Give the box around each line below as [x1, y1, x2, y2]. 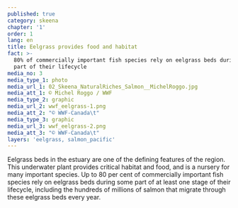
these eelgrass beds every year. [7, 193, 101, 202]
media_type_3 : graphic [7, 116, 74, 123]
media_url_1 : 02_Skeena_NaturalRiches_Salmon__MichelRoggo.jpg [7, 83, 198, 90]
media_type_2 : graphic [7, 97, 74, 104]
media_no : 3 [7, 70, 42, 77]
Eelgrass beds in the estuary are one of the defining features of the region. [7, 155, 225, 164]
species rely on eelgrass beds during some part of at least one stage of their [7, 178, 231, 187]
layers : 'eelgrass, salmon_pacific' [7, 136, 115, 143]
